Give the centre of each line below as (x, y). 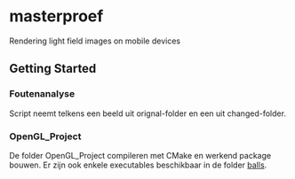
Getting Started (53, 69)
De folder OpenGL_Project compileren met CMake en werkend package (140, 155)
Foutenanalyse (42, 94)
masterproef (56, 16)
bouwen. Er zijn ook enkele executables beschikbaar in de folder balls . (138, 165)
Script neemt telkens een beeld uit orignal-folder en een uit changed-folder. (148, 113)
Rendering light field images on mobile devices (95, 41)
